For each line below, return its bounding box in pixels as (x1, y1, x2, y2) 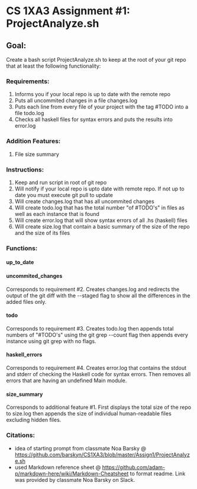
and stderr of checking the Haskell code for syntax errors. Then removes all (6, 371, 191, 378)
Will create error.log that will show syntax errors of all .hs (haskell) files (14, 217, 188, 224)
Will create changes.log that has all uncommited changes (14, 198, 155, 205)
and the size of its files (14, 229, 70, 236)
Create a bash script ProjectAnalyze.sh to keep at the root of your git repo (6, 56, 186, 63)
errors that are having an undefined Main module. (6, 377, 127, 384)
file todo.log (14, 110, 44, 117)
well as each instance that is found (14, 210, 99, 217)
